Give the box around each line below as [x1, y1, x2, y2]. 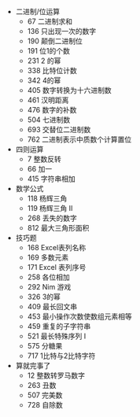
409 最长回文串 [27, 302, 78, 311]
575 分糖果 [27, 341, 63, 350]
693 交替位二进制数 [27, 125, 91, 134]
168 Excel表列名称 [27, 243, 87, 252]
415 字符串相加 [27, 174, 76, 183]
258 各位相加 [27, 272, 71, 282]
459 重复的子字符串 [27, 322, 91, 330]
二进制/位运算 [15, 7, 61, 16]
